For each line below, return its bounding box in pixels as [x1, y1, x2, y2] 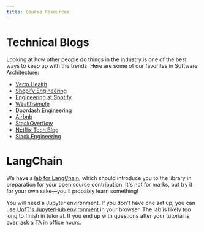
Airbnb [15, 113, 32, 120]
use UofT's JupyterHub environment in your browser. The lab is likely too [6, 206, 191, 213]
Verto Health [15, 80, 48, 88]
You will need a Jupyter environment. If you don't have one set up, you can [6, 199, 196, 206]
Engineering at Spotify [15, 93, 72, 101]
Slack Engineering [15, 132, 61, 140]
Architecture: [6, 69, 40, 76]
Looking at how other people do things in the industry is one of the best [6, 56, 187, 63]
